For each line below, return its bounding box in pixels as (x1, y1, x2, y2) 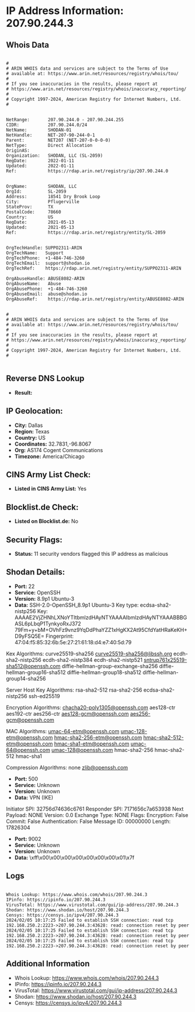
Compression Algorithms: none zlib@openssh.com (6, 764, 128, 771)
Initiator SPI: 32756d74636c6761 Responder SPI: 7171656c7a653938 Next (6, 805, 184, 812)
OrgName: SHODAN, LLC (6, 183, 77, 189)
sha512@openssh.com (6, 662, 61, 669)
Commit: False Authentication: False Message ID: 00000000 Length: (6, 818, 171, 825)
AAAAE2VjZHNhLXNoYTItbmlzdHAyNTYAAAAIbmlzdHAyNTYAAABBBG (14, 614, 187, 621)
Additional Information (6, 959, 90, 969)
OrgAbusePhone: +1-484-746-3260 (6, 286, 88, 292)
